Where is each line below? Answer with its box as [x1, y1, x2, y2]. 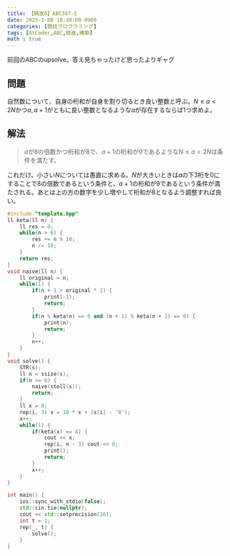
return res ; [19, 255, 54, 262]
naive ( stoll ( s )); [32, 383, 81, 390]
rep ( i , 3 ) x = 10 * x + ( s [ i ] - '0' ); [19, 409, 131, 415]
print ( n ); [43, 319, 72, 326]
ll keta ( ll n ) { [7, 216, 54, 224]
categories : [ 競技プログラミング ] [7, 23, 97, 30]
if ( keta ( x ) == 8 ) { [32, 428, 88, 435]
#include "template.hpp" [7, 210, 79, 217]
